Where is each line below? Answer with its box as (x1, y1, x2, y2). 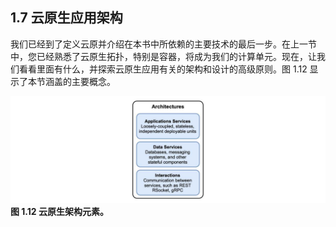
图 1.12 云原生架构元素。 (10, 206, 109, 218)
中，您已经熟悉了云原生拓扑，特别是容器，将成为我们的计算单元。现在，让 (10, 50, 317, 62)
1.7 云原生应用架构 (10, 9, 123, 27)
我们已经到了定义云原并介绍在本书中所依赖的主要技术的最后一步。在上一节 (10, 38, 317, 50)
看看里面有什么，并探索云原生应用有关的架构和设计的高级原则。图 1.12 (18, 63, 308, 75)
